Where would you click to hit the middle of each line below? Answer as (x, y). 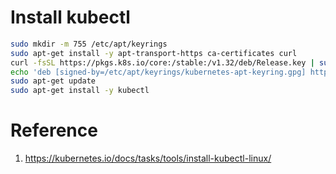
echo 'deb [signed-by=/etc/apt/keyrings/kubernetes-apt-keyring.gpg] (158, 72)
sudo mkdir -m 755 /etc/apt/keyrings (89, 44)
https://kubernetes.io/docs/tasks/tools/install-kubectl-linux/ (148, 158)
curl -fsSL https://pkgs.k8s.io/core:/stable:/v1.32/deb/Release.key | (162, 62)
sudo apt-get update (53, 81)
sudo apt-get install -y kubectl (80, 91)
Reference (54, 130)
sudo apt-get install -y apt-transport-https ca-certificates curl (154, 53)
